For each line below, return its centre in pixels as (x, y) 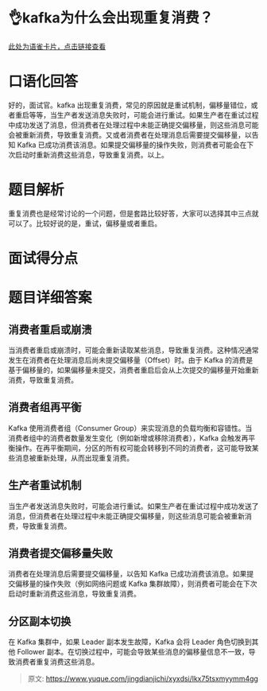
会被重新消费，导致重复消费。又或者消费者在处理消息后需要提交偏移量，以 (130, 134)
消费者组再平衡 (45, 408)
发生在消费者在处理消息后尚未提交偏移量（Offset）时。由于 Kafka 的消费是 (131, 360)
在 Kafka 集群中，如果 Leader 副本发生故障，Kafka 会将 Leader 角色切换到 (130, 642)
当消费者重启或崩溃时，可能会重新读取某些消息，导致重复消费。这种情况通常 (133, 350)
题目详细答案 (50, 298)
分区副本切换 (40, 621)
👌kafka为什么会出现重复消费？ (111, 18)
